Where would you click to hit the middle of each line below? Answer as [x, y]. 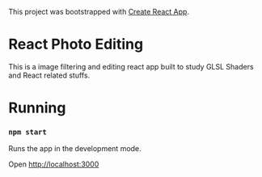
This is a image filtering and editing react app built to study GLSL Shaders [131, 66]
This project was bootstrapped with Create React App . [99, 12]
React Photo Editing [76, 44]
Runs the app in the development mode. [75, 149]
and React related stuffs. [49, 75]
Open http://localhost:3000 [54, 164]
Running [37, 108]
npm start [27, 132]
